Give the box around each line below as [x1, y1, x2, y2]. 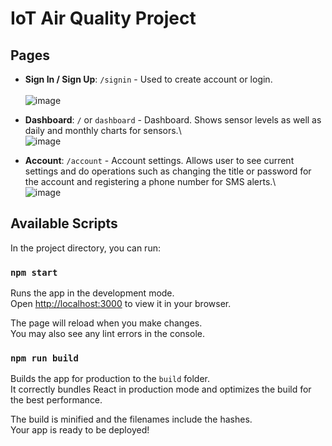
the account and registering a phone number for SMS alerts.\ [24, 176, 277, 187]
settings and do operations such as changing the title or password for [24, 165, 312, 177]
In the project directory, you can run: [10, 242, 161, 254]
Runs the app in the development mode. [10, 287, 175, 299]
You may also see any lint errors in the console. [10, 328, 205, 340]
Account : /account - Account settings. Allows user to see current [24, 155, 295, 166]
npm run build [10, 353, 79, 364]
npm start [10, 267, 58, 278]
